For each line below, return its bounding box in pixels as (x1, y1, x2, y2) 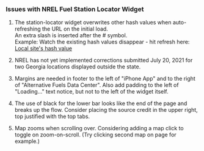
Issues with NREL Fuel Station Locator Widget (5, 5, 144, 13)
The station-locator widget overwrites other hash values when (14, 19, 172, 26)
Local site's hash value (14, 45, 73, 52)
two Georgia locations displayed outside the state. (14, 63, 141, 70)
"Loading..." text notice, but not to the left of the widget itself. (14, 88, 169, 95)
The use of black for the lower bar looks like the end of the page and (14, 100, 188, 107)
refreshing (14, 25, 41, 32)
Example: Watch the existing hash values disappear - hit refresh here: (14, 39, 190, 46)
